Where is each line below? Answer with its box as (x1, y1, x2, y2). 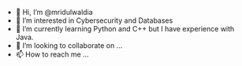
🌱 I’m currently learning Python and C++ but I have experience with (15, 24, 235, 33)
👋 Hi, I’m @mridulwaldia (15, 8, 93, 16)
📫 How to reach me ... (15, 49, 89, 59)
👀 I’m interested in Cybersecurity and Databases (15, 16, 173, 25)
